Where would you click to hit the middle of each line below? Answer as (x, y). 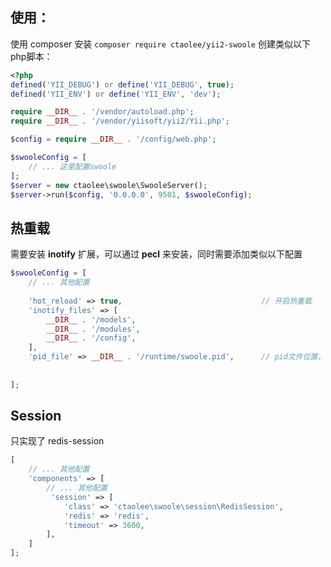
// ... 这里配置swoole (72, 166)
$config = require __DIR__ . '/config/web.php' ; (113, 139)
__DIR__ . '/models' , (91, 319)
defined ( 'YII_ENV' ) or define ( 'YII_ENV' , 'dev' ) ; (116, 94)
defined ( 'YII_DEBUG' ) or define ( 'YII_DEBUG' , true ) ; (122, 84)
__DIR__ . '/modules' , (93, 329)
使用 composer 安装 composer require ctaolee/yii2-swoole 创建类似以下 (160, 44)
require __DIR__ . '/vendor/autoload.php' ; (102, 112)
